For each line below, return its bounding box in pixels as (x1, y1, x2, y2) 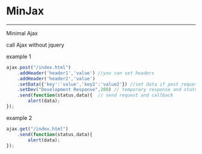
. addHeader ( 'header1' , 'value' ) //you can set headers (17, 70, 155, 76)
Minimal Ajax (6, 29, 38, 37)
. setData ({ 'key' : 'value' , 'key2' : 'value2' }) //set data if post (17, 81, 179, 87)
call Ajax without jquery (6, 41, 64, 49)
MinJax (6, 4, 44, 18)
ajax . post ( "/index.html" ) (6, 64, 71, 70)
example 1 (6, 53, 31, 60)
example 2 (6, 114, 32, 121)
